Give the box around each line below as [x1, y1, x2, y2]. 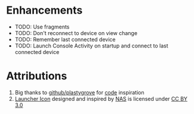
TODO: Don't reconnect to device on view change [14, 29, 138, 36]
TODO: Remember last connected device [14, 36, 116, 43]
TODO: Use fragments [14, 23, 70, 30]
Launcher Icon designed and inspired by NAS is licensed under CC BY [14, 95, 188, 102]
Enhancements [6, 4, 83, 17]
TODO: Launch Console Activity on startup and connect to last [14, 42, 168, 49]
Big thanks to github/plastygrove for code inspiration [14, 88, 144, 96]
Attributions [6, 69, 67, 83]
